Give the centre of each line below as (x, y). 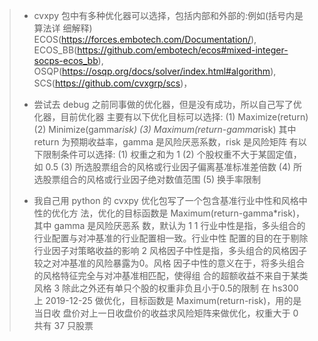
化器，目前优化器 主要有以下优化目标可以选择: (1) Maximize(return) (171, 117)
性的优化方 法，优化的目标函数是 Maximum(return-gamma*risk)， (169, 213)
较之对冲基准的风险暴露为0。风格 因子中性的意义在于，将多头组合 (169, 263)
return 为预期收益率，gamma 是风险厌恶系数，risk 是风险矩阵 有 (166, 142)
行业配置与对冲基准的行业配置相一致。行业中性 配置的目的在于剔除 (171, 238)
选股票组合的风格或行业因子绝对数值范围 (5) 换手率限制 (147, 179)
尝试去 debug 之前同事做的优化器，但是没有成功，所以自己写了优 (167, 104)
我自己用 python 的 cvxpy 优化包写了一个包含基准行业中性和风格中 (170, 200)
